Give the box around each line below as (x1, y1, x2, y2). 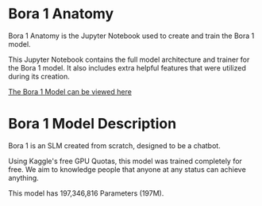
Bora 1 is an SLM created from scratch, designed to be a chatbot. (8, 140, 221, 151)
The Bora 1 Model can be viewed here (8, 86, 133, 96)
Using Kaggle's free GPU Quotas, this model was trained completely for (8, 156, 242, 166)
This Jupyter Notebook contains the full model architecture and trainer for (8, 55, 250, 64)
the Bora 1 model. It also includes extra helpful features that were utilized (8, 63, 246, 72)
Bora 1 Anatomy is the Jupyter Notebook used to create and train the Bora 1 (8, 31, 255, 40)
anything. (8, 173, 40, 182)
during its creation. (8, 71, 70, 81)
